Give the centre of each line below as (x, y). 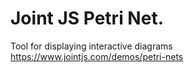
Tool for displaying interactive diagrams (91, 46)
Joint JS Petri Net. (87, 18)
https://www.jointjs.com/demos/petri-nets (97, 56)
